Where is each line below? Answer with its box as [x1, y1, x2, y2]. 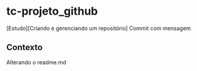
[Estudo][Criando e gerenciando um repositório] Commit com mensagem [6, 24, 191, 32]
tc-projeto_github [6, 4, 98, 18]
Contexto [6, 42, 43, 53]
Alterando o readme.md [6, 58, 66, 65]
